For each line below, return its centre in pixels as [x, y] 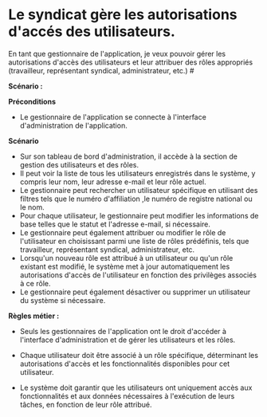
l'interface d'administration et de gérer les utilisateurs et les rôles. [128, 340]
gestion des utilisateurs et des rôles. [79, 164]
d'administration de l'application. [73, 125]
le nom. [32, 207]
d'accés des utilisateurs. [92, 31]
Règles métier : [34, 316]
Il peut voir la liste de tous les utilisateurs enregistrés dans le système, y [137, 173]
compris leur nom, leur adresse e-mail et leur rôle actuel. [113, 182]
